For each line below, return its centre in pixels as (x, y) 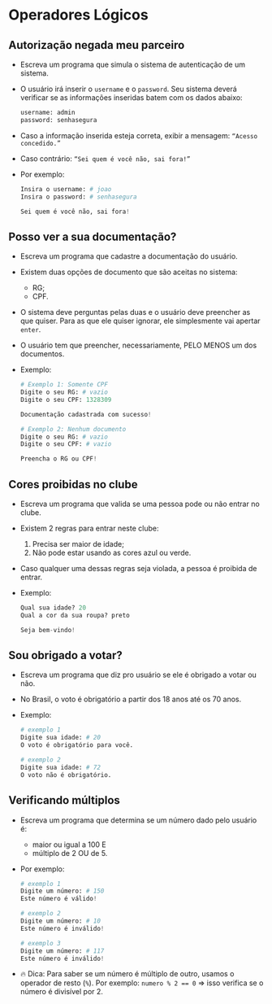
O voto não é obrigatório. (66, 775)
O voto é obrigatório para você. (77, 745)
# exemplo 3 (40, 943)
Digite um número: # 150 (62, 891)
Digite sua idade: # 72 (60, 767)
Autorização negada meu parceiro (97, 45)
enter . (30, 330)
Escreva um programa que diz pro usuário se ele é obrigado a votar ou (138, 675)
